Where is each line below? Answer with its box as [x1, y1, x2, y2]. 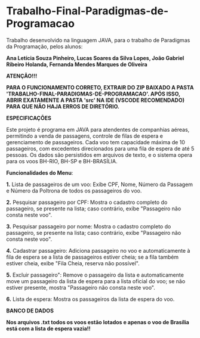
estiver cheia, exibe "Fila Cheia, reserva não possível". [6, 259, 140, 266]
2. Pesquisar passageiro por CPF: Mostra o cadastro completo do [6, 199, 168, 206]
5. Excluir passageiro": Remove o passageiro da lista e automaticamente [6, 271, 184, 278]
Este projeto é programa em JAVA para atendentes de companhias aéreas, [6, 126, 190, 133]
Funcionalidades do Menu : [6, 169, 73, 176]
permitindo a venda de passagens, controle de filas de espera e [6, 132, 163, 139]
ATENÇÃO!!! [6, 72, 38, 79]
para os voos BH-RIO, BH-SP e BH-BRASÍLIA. [6, 157, 118, 165]
